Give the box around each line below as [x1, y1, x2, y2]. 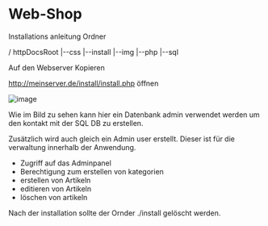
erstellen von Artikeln [19, 175, 91, 185]
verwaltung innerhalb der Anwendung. [8, 142, 136, 152]
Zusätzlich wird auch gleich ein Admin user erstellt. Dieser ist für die [8, 134, 236, 144]
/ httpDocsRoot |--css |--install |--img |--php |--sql [8, 47, 179, 56]
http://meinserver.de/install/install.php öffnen [8, 78, 159, 88]
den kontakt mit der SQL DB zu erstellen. [8, 118, 144, 128]
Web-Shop [8, 5, 82, 23]
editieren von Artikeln [19, 183, 91, 194]
